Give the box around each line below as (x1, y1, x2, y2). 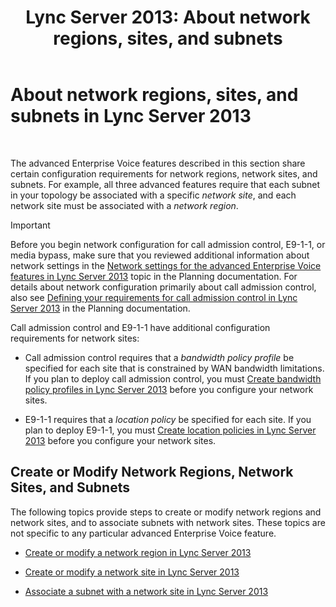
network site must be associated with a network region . (10, 199, 239, 211)
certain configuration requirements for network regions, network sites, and (10, 167, 318, 180)
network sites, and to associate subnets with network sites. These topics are (10, 516, 326, 528)
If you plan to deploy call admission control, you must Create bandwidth (24, 372, 322, 385)
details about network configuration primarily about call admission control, (10, 281, 317, 293)
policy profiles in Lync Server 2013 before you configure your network (24, 383, 314, 395)
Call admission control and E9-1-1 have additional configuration (10, 321, 271, 333)
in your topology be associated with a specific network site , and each (10, 189, 297, 201)
